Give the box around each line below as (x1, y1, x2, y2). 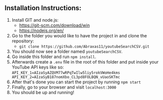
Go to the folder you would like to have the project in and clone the (11, 33, 147, 38)
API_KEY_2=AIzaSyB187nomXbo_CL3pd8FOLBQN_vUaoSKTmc (11, 74, 120, 79)
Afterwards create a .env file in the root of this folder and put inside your (11, 59, 159, 65)
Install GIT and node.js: (11, 17, 59, 23)
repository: (11, 38, 34, 44)
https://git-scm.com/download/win (19, 22, 90, 28)
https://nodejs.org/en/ (19, 27, 64, 33)
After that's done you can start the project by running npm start (11, 79, 141, 85)
